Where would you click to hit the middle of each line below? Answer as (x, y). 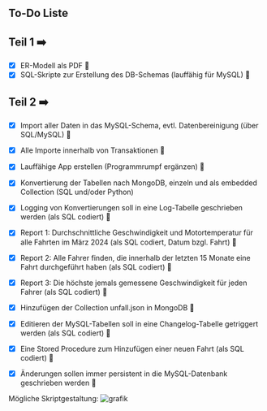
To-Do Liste (39, 13)
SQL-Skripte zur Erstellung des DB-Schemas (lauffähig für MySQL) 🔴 (135, 75)
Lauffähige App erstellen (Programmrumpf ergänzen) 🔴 (112, 167)
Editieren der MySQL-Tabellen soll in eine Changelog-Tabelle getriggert (139, 323)
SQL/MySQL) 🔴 (45, 135)
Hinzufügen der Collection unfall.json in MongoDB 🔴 (107, 307)
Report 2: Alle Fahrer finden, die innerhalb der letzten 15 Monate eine (136, 257)
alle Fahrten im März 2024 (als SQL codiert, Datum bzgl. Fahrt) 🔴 (128, 242)
